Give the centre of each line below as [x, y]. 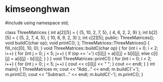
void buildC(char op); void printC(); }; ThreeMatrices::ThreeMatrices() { [77, 42]
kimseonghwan [38, 9]
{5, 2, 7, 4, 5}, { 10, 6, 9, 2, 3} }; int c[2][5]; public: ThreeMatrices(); [87, 38]
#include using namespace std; [37, 23]
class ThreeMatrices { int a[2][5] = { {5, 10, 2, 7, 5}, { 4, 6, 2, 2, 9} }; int [77, 32]
